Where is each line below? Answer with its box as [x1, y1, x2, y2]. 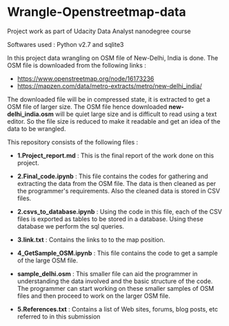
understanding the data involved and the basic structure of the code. [17, 277, 213, 285]
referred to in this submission [17, 312, 101, 320]
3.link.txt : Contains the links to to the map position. [17, 236, 166, 244]
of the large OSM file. [17, 256, 78, 265]
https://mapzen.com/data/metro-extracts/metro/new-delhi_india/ [17, 81, 202, 90]
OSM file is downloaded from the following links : [7, 61, 147, 69]
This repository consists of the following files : [7, 137, 139, 146]
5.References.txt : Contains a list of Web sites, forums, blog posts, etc [17, 305, 219, 313]
